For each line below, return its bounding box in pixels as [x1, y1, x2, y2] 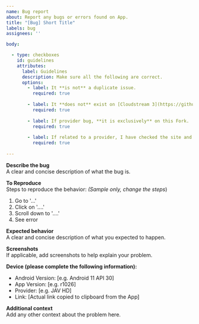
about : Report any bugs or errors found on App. [6, 14, 129, 20]
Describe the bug [6, 161, 50, 169]
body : [6, 41, 20, 47]
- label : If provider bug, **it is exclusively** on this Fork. [27, 118, 190, 124]
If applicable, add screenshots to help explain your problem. [6, 251, 153, 258]
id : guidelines [17, 57, 54, 63]
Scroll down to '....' [14, 209, 60, 216]
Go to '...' [14, 197, 37, 204]
